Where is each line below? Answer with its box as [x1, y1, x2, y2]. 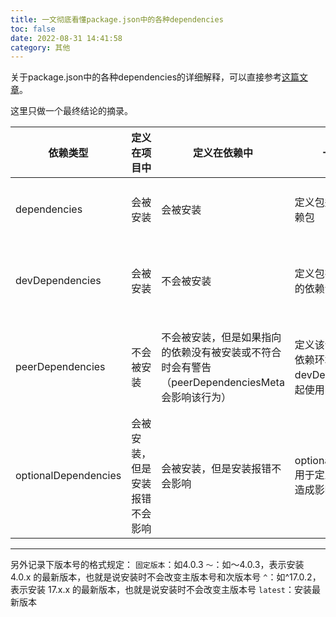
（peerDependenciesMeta [161, 376, 285, 390]
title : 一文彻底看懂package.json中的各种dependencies [10, 14, 224, 25]
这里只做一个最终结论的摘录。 [10, 105, 133, 117]
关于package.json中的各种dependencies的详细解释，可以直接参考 [10, 71, 283, 83]
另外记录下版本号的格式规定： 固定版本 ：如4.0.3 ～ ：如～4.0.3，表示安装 [10, 559, 305, 571]
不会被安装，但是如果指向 [161, 331, 282, 345]
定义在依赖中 [193, 146, 254, 160]
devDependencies [15, 274, 102, 288]
